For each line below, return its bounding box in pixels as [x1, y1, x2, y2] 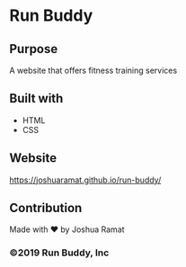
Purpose [9, 41, 58, 57]
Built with [9, 91, 64, 106]
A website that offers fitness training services [9, 65, 178, 76]
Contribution [9, 200, 83, 216]
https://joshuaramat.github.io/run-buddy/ [9, 174, 162, 185]
